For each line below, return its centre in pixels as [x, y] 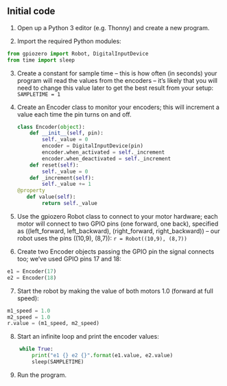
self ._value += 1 [67, 184]
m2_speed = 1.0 [29, 317]
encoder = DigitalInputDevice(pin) [93, 146]
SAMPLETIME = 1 [39, 94]
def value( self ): [51, 197]
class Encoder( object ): [51, 127]
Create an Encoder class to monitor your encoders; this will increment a [118, 107]
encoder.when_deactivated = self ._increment [107, 158]
